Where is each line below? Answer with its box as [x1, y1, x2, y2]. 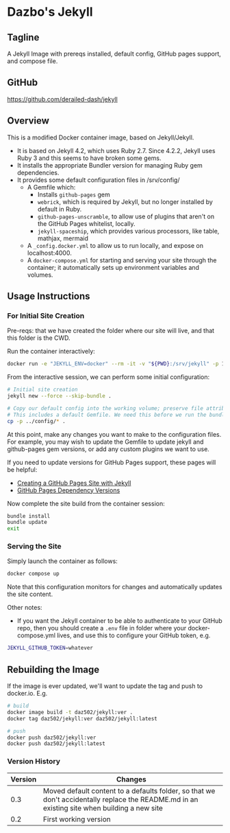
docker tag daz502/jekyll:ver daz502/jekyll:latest [7, 715, 157, 722]
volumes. [27, 271, 53, 279]
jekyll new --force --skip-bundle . [7, 393, 112, 400]
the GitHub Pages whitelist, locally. [37, 219, 136, 227]
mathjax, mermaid [37, 234, 89, 242]
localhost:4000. [27, 249, 72, 257]
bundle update [7, 519, 48, 526]
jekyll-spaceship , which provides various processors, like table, [37, 227, 220, 235]
